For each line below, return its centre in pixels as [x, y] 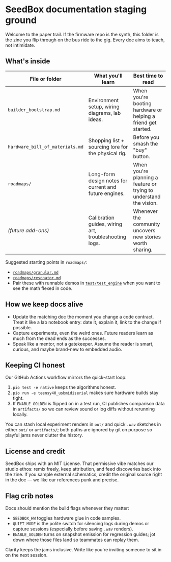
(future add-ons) [28, 230]
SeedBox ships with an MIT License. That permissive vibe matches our [79, 463]
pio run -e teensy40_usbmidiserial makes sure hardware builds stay [85, 393]
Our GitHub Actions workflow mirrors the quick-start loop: [66, 377]
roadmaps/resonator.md [37, 278]
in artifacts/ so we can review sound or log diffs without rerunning [84, 409]
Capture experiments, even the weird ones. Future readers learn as [83, 333]
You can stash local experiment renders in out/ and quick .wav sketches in [83, 424]
